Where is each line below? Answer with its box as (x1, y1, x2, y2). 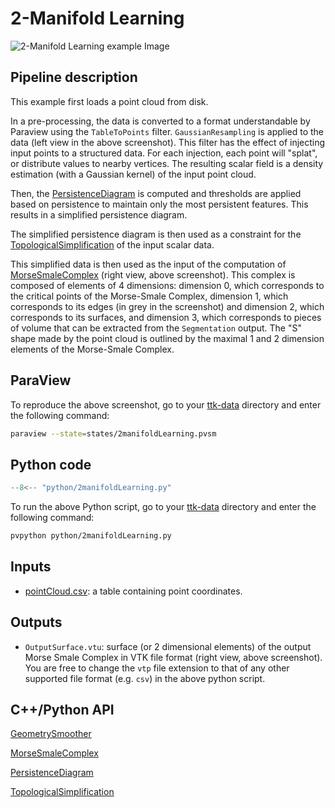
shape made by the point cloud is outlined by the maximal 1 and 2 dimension (10, 332, 325, 344)
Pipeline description (10, 69, 138, 86)
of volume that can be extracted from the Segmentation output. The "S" (10, 322, 302, 334)
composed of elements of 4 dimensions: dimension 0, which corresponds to (10, 279, 325, 291)
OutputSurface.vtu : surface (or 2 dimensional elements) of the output (24, 640, 312, 652)
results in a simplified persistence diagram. (10, 208, 188, 221)
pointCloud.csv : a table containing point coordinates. (24, 585, 243, 597)
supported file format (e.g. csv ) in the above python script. (24, 672, 266, 684)
